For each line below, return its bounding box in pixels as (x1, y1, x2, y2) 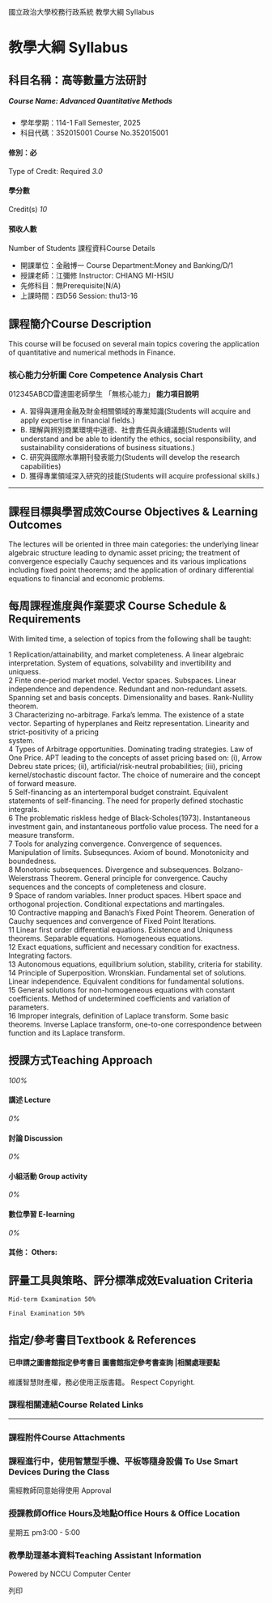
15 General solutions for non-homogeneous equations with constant (8, 984, 236, 994)
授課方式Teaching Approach (8, 1053, 153, 1067)
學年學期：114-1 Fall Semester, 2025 (19, 117, 141, 127)
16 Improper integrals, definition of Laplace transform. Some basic (8, 1010, 229, 1020)
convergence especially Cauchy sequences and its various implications (8, 557, 247, 567)
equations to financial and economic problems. (8, 574, 165, 584)
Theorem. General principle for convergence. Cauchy (49, 873, 228, 882)
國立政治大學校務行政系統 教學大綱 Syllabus (8, 7, 155, 16)
